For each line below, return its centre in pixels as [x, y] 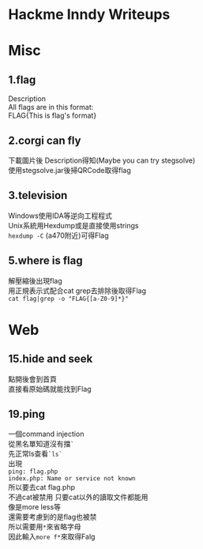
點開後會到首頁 [32, 379]
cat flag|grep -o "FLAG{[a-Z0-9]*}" [68, 299]
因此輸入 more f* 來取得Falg [52, 537]
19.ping [27, 414]
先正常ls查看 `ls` [36, 454]
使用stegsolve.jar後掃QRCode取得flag [70, 170]
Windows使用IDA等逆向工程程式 [60, 216]
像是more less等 [35, 507]
